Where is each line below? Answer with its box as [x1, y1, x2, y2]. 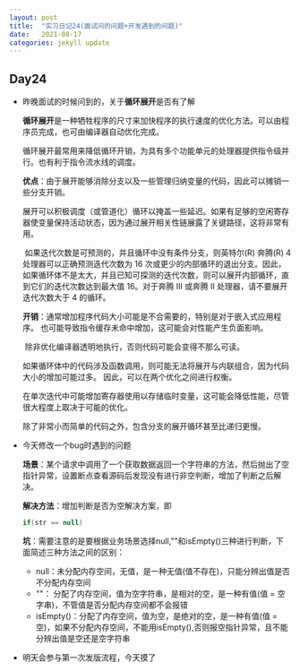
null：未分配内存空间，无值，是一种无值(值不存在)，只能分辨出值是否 [35, 565, 291, 576]
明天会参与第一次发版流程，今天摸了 [21, 651, 157, 663]
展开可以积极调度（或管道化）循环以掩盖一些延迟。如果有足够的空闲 [21, 206, 274, 217]
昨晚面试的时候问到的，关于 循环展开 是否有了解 [21, 96, 195, 108]
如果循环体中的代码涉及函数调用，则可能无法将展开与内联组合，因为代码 [21, 360, 289, 372]
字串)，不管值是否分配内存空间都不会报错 [35, 599, 188, 610]
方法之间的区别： [61, 546, 125, 557]
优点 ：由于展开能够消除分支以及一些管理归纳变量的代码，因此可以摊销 [21, 176, 282, 186]
